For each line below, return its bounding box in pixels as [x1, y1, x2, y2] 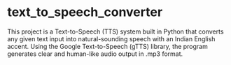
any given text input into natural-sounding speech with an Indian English [7, 34, 216, 43]
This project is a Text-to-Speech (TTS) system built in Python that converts [7, 27, 224, 36]
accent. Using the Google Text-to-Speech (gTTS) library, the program [7, 42, 208, 50]
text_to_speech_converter [7, 4, 163, 20]
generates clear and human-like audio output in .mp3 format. [7, 50, 183, 58]
